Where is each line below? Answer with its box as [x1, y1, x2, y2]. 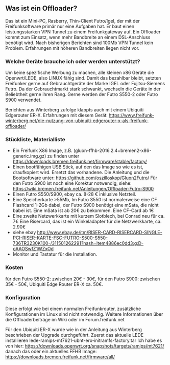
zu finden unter [47, 153, 80, 159]
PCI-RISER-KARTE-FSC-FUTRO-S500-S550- [12, 235, 108, 241]
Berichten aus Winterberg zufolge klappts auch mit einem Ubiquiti [5, 107, 144, 113]
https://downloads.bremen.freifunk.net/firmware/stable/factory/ [12, 159, 147, 165]
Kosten [5, 264, 24, 271]
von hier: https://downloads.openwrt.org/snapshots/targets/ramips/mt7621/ [5, 343, 164, 349]
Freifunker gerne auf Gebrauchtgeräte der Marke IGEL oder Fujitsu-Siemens [5, 81, 165, 87]
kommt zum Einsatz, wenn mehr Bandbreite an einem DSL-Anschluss [5, 34, 151, 40]
